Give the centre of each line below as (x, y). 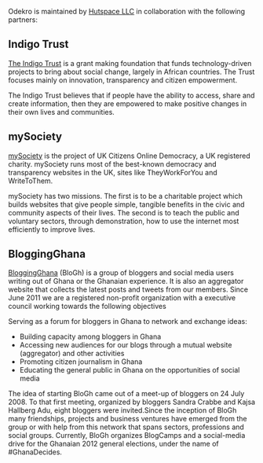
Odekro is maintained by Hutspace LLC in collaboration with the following (127, 11)
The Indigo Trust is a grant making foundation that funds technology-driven (130, 63)
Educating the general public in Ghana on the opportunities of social (130, 370)
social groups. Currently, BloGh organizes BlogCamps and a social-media (127, 435)
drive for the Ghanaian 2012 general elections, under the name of (113, 444)
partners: (23, 20)
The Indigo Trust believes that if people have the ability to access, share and (131, 95)
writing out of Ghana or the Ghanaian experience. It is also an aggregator (126, 281)
